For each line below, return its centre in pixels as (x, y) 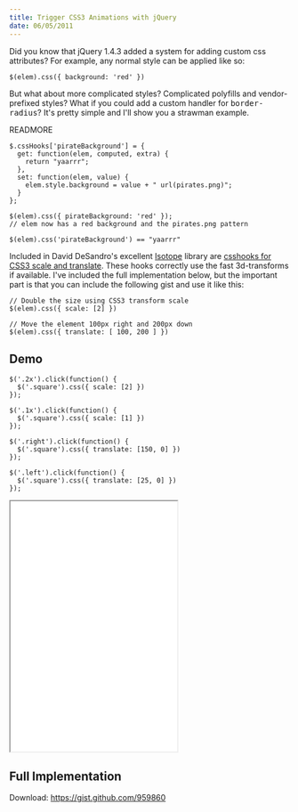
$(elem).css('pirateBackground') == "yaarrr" (95, 240)
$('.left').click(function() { (67, 473)
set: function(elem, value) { (73, 177)
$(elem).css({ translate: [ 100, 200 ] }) (89, 332)
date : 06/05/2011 (41, 26)
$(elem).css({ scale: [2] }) (63, 308)
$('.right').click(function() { (69, 442)
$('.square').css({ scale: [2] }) (81, 387)
